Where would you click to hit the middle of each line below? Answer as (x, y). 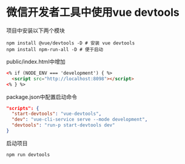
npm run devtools (28, 155)
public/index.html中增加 (36, 61)
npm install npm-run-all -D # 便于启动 (55, 49)
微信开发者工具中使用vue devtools (93, 12)
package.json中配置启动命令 (42, 97)
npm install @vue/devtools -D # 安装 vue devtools (71, 43)
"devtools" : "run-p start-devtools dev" (63, 125)
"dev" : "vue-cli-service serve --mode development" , (80, 120)
